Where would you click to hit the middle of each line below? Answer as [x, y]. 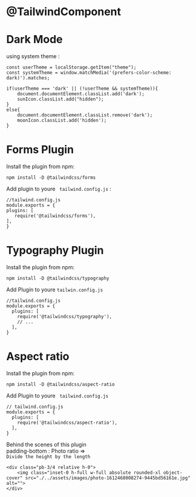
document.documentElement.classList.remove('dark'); [85, 115]
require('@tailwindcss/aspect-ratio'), [67, 422]
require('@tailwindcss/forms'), [55, 216]
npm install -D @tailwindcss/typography [58, 278]
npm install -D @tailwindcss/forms [51, 178]
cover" [15, 478]
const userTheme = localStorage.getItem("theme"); [71, 68]
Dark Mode [34, 40]
